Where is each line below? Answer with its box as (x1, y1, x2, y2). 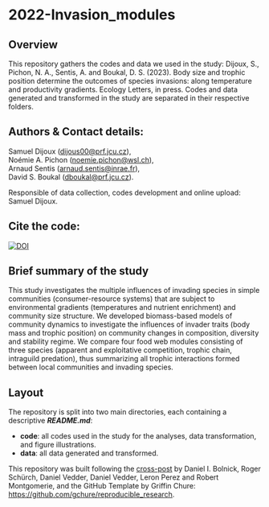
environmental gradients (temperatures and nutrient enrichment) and (8, 303, 236, 312)
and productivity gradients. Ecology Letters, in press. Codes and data (8, 84, 238, 94)
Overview (8, 38, 59, 52)
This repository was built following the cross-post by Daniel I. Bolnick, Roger (8, 464, 261, 474)
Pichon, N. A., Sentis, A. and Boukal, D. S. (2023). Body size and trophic (8, 68, 246, 77)
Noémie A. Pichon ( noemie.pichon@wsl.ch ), (8, 155, 154, 164)
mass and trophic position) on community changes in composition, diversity (8, 328, 259, 338)
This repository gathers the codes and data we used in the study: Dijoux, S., (8, 59, 259, 68)
